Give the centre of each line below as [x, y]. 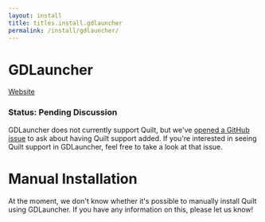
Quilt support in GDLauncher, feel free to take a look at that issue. [115, 146]
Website [22, 92]
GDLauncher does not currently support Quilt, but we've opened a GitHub [129, 130]
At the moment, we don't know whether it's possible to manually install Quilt [132, 201]
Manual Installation [73, 179]
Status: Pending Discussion [63, 112]
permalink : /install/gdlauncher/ [64, 30]
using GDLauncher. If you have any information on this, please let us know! [131, 209]
